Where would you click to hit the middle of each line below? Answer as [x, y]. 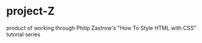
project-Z [31, 11]
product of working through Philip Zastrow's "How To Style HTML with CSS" [101, 28]
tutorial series [23, 34]
